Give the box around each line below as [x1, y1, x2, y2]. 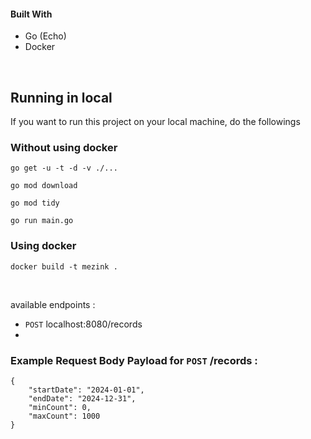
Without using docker [10, 140, 118, 154]
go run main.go [10, 216, 74, 226]
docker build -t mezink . [10, 261, 118, 272]
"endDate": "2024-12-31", [28, 393, 137, 404]
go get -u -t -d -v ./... [10, 163, 118, 174]
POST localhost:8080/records [24, 318, 143, 330]
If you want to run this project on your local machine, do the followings [10, 116, 301, 128]
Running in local [10, 89, 113, 106]
